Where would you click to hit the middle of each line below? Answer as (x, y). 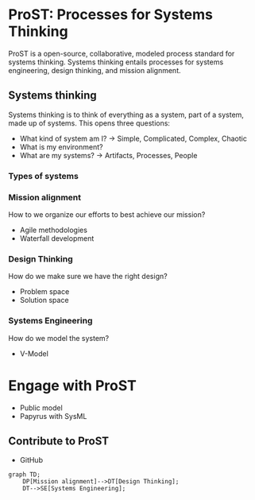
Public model (41, 408)
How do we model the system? (59, 338)
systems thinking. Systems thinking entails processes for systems (116, 62)
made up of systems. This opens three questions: (89, 123)
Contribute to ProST (59, 441)
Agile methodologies (53, 230)
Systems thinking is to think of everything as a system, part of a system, (126, 114)
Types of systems (44, 176)
